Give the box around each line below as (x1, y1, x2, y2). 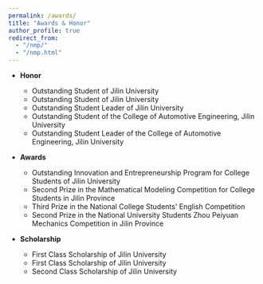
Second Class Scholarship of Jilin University (31, 266, 178, 276)
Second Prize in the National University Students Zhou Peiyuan (31, 211, 239, 219)
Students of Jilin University (31, 176, 121, 186)
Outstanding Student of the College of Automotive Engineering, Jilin (31, 112, 255, 120)
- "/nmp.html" (15, 49, 62, 57)
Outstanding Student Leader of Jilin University (31, 103, 184, 112)
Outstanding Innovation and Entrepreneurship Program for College (31, 168, 250, 177)
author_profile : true (8, 26, 80, 34)
